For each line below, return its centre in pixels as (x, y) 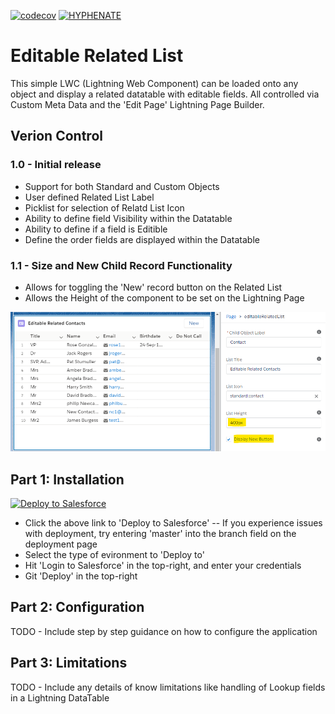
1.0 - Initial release (56, 165)
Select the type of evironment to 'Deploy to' (114, 554)
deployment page (61, 544)
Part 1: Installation (67, 479)
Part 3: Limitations (69, 663)
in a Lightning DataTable (60, 697)
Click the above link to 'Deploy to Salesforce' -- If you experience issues (173, 522)
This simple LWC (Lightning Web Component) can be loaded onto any (154, 83)
